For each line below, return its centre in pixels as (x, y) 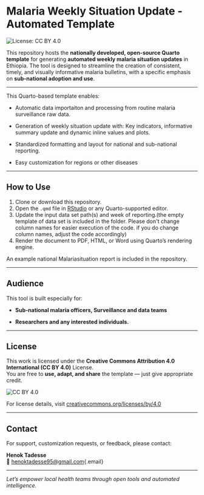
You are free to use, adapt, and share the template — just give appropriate (100, 374)
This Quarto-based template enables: (53, 96)
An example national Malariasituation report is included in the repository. (97, 259)
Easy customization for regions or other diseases (76, 162)
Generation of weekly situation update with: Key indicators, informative (104, 126)
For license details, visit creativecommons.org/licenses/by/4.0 (84, 404)
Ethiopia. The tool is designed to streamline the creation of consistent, (94, 66)
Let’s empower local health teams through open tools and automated (93, 479)
